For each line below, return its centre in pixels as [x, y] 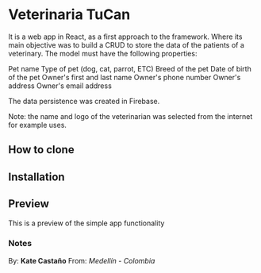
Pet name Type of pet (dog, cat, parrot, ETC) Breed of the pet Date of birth [130, 68]
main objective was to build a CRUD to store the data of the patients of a [126, 44]
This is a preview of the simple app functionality [86, 223]
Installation [36, 177]
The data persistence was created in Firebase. [84, 101]
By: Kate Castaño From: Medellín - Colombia [82, 260]
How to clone [41, 150]
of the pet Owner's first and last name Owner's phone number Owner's [125, 77]
